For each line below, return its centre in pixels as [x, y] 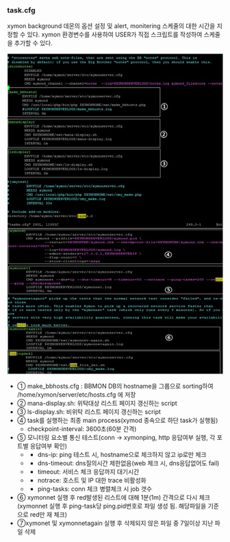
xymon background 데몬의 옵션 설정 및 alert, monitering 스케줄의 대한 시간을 [111, 26]
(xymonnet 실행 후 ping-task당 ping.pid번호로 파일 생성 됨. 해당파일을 [112, 506]
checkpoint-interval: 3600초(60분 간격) [82, 429]
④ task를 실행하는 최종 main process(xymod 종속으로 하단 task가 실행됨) [117, 420]
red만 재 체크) [48, 514]
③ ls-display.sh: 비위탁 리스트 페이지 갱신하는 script [89, 411]
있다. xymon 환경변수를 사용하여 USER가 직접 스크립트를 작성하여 [115, 35]
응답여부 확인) [48, 446]
